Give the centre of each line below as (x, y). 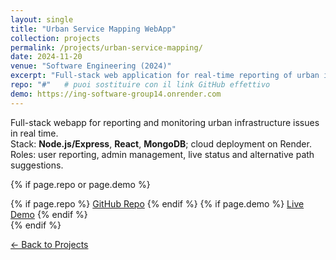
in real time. (34, 133)
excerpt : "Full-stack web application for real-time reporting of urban (165, 76)
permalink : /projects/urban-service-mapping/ (106, 47)
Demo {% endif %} (49, 214)
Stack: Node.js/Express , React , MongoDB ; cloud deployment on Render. (161, 143)
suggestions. (37, 165)
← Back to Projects (49, 244)
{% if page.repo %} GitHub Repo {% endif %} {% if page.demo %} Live (157, 203)
